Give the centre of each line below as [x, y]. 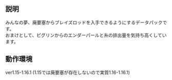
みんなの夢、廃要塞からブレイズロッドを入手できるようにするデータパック [84, 22]
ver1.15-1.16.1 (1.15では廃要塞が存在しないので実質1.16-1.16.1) [68, 72]
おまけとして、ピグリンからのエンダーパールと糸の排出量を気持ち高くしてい [86, 35]
